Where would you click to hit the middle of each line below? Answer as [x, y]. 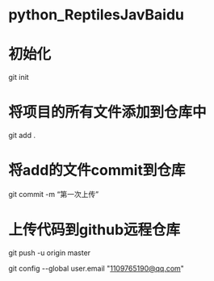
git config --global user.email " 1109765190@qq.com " [96, 268]
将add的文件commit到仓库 [97, 170]
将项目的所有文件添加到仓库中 [108, 113]
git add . [22, 136]
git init [19, 78]
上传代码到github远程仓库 [94, 230]
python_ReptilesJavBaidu [96, 15]
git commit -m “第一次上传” [54, 194]
